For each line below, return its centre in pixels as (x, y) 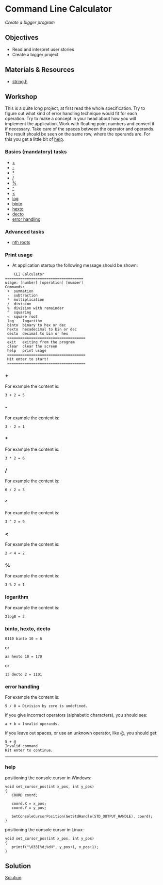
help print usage (27, 351)
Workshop (21, 96)
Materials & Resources (40, 70)
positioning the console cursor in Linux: (44, 829)
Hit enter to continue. (29, 751)
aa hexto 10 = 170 (24, 656)
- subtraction (22, 295)
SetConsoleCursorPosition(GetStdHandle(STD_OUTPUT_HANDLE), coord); (82, 816)
